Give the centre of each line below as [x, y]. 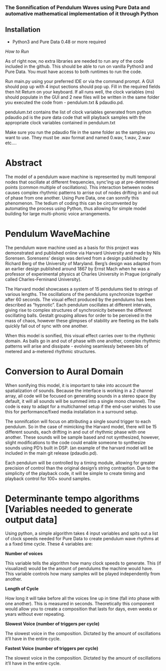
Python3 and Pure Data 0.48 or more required [59, 42]
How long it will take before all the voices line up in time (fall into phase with [83, 598]
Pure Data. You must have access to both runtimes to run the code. [74, 72]
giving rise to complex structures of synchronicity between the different [79, 310]
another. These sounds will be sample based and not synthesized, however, [83, 437]
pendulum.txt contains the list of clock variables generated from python [78, 112]
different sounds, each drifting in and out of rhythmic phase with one [75, 432]
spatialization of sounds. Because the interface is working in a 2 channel [79, 390]
